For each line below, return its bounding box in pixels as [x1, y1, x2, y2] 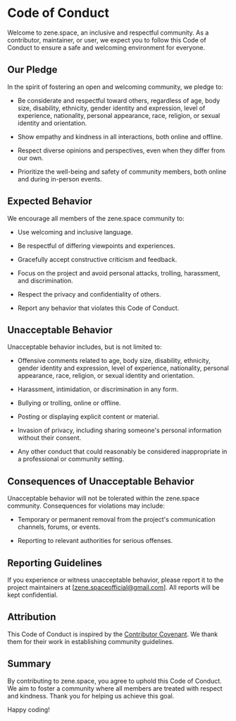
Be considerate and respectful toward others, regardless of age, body [17, 96, 221, 105]
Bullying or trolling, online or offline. [17, 399, 121, 407]
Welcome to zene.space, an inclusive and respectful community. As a [7, 28, 209, 37]
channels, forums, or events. [17, 523, 101, 531]
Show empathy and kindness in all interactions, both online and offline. [17, 132, 223, 141]
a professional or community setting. [17, 455, 125, 463]
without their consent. [17, 434, 82, 442]
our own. [17, 153, 44, 162]
